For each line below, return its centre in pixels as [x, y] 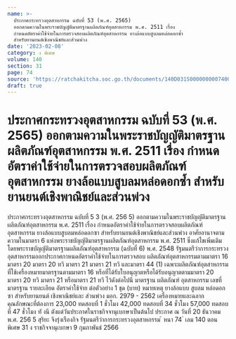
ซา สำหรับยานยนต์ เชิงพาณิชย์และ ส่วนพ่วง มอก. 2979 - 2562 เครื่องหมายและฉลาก [106, 296]
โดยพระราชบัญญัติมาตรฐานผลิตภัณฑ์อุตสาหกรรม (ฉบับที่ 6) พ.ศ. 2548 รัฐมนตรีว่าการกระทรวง [118, 248]
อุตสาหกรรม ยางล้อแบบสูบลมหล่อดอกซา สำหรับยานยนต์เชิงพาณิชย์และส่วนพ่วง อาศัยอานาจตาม [116, 233]
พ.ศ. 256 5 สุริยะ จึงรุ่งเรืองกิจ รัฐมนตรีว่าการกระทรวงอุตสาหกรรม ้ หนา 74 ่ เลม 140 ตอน [112, 319]
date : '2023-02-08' [36, 46]
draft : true [25, 86]
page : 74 [20, 72]
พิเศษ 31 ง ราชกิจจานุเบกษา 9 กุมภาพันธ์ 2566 [63, 328]
